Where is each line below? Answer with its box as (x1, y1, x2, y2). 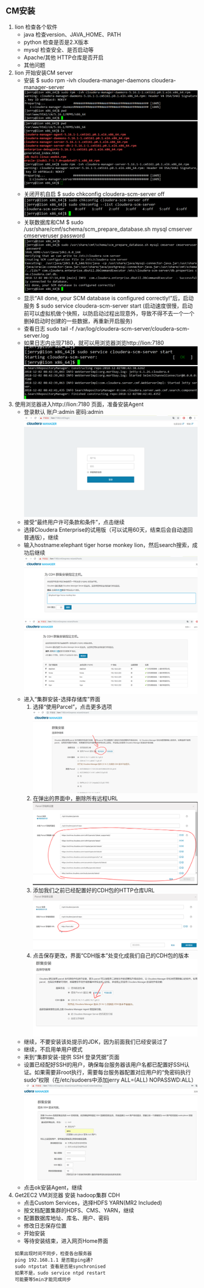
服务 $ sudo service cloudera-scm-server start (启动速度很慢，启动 (23, 302, 193, 309)
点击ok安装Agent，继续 (23, 1184, 83, 1191)
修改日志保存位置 (23, 1221, 67, 1229)
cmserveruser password (23, 231, 85, 239)
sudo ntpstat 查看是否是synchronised (14, 1263, 106, 1270)
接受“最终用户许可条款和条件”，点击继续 (23, 518, 125, 526)
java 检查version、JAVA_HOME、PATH (23, 31, 121, 38)
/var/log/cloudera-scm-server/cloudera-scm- (75, 325, 190, 332)
